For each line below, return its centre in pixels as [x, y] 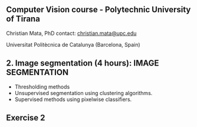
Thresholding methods [42, 87]
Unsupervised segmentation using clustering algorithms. [83, 93]
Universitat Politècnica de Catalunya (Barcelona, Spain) [73, 44]
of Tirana [23, 19]
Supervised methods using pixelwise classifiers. [73, 99]
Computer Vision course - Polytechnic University [98, 10]
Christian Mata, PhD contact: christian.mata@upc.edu [71, 33]
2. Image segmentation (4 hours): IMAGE [83, 63]
